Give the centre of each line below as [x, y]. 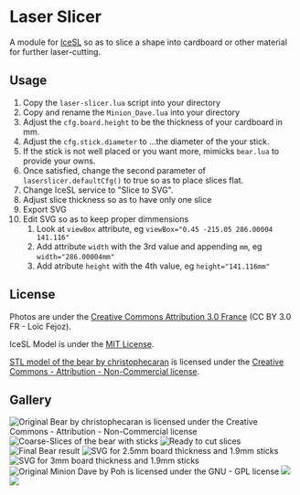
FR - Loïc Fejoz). [40, 326]
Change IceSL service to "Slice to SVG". [98, 190]
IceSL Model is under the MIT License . [82, 343]
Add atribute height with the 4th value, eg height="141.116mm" [153, 266]
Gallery [31, 400]
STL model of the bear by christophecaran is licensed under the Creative [147, 362]
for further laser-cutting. [55, 51]
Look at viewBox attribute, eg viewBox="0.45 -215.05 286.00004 [155, 228]
